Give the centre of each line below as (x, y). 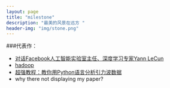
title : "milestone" (31, 17)
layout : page (22, 12)
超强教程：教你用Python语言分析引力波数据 (68, 73)
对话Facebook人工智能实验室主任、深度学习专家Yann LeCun (89, 59)
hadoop (24, 65)
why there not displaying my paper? (59, 79)
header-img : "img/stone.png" (42, 28)
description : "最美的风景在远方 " (45, 23)
